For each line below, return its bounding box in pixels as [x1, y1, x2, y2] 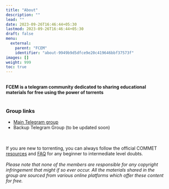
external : [10, 41, 31, 46]
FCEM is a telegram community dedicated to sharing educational [6, 84, 146, 90]
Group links [6, 108, 35, 115]
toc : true [6, 64, 27, 69]
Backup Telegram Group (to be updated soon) [13, 125, 110, 131]
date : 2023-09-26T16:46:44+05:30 [6, 21, 77, 27]
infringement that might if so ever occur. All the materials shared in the [6, 167, 155, 173]
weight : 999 [6, 60, 31, 65]
